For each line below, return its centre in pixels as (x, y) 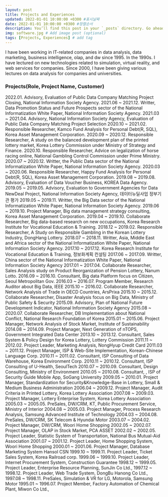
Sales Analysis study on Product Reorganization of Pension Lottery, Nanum (82, 271)
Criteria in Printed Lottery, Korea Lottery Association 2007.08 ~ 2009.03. (80, 393)
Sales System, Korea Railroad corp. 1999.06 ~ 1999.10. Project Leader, (77, 457)
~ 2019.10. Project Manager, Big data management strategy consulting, (78, 211)
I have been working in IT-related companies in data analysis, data (73, 52)
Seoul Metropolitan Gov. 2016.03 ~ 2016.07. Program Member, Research (79, 281)
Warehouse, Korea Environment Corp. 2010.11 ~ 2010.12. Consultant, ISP (79, 361)
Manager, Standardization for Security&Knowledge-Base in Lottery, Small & (83, 383)
